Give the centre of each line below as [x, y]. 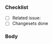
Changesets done [30, 23]
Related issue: [26, 18]
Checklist [17, 7]
